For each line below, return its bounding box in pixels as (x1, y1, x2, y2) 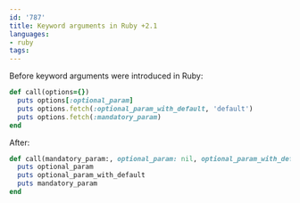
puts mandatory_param (17, 179, 98, 188)
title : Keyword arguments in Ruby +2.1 (9, 21, 158, 30)
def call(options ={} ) (9, 88, 90, 97)
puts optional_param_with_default (17, 171, 146, 180)
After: (9, 137, 30, 148)
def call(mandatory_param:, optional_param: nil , (9, 154, 198, 163)
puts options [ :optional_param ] (17, 96, 134, 105)
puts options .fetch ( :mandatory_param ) (17, 112, 162, 121)
